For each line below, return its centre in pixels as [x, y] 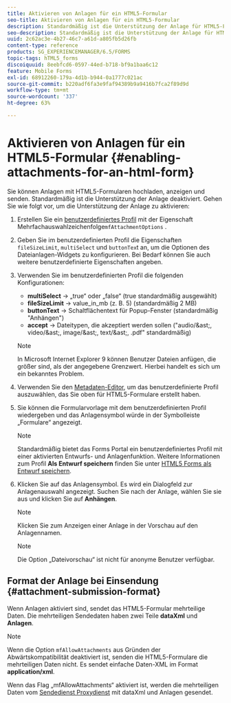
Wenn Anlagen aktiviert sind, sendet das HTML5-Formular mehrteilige [106, 608]
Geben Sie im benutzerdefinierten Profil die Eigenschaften [99, 240]
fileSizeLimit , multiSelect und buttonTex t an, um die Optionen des [113, 247]
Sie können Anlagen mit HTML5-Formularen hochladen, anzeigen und [106, 191]
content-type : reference [43, 45]
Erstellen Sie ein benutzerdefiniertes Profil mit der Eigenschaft [105, 219]
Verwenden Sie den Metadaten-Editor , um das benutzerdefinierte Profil [118, 387]
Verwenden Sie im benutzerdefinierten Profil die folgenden [100, 275]
